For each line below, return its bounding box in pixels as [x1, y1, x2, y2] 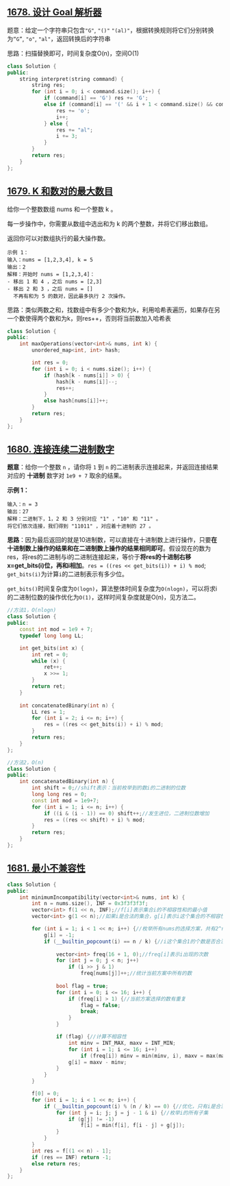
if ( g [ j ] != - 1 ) [68, 1115, 115, 1122]
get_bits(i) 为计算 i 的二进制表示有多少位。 [7, 570, 128, 578]
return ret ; [31, 683, 66, 690]
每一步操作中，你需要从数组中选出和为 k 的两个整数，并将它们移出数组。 [7, 219, 212, 227]
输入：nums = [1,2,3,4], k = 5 [7, 256, 94, 263]
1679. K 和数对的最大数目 [7, 186, 114, 197]
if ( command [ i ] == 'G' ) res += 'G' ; [43, 95, 149, 101]
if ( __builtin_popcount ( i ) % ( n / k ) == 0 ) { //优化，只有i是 [43, 1102, 216, 1110]
